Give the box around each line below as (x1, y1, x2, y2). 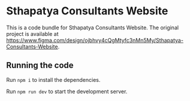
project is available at (6, 30, 59, 37)
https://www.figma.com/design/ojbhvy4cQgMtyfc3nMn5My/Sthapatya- (6, 36, 184, 44)
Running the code (6, 60, 74, 71)
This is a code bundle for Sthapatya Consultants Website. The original (6, 24, 179, 31)
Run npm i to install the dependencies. (6, 76, 101, 83)
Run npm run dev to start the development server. (6, 88, 128, 95)
